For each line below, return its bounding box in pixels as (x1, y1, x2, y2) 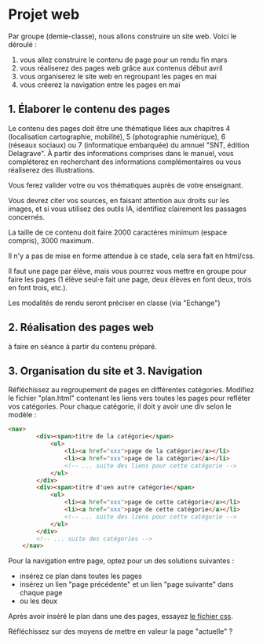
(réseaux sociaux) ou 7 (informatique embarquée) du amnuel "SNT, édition (8, 140, 250, 150)
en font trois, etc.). (8, 282, 68, 292)
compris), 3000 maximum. (8, 235, 94, 245)
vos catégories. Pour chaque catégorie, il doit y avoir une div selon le (8, 402, 232, 411)
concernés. (8, 212, 46, 221)
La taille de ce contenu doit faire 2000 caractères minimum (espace (8, 227, 228, 237)
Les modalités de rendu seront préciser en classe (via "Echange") (8, 298, 221, 307)
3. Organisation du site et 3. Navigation (8, 364, 203, 377)
